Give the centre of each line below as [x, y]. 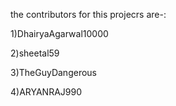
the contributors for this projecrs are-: [88, 14]
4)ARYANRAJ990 [46, 92]
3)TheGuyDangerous [53, 72]
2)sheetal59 [35, 53]
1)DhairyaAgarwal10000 [59, 33]
